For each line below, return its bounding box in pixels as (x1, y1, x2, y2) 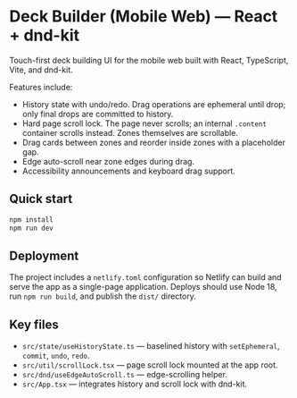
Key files (9, 317, 60, 332)
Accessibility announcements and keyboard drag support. (21, 165, 236, 176)
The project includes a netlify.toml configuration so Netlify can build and (9, 272, 283, 283)
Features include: (9, 81, 73, 92)
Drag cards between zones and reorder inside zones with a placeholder (21, 137, 285, 148)
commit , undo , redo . (21, 351, 91, 361)
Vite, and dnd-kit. (9, 64, 73, 75)
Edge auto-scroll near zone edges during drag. (21, 156, 194, 166)
